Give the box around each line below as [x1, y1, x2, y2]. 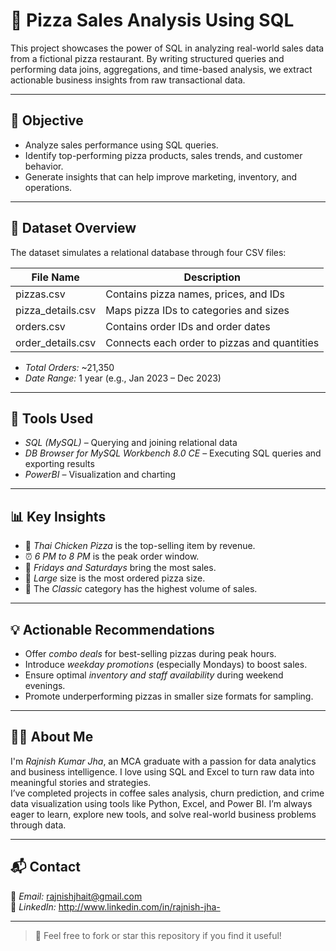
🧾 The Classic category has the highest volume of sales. [24, 583, 258, 595]
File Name [31, 270, 80, 284]
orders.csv [15, 319, 66, 333]
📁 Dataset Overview [10, 220, 137, 237]
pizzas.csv [15, 287, 66, 301]
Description [183, 270, 241, 284]
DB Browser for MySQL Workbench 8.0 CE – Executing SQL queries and [24, 447, 322, 459]
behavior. [24, 160, 64, 172]
